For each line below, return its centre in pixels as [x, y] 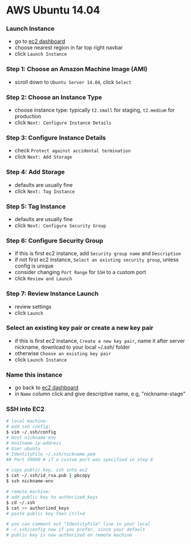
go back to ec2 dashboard [46, 388]
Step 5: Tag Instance [36, 206]
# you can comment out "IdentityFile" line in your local [78, 524]
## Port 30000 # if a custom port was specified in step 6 [80, 459]
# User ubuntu [23, 448]
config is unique [34, 266]
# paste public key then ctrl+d [45, 513]
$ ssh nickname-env [30, 481]
